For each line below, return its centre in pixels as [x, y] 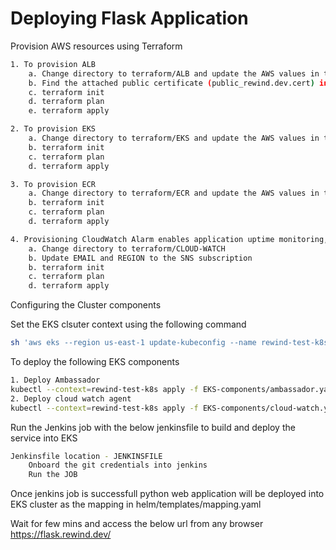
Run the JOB [53, 475]
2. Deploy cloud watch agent [71, 398]
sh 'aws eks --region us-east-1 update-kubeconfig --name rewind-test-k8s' [171, 343]
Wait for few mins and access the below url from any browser [137, 524]
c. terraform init [66, 92]
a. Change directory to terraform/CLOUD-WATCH [127, 248]
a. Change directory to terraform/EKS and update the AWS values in [174, 138]
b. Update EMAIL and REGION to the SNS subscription [140, 258]
